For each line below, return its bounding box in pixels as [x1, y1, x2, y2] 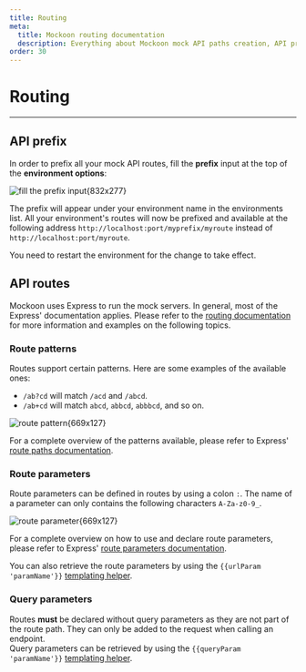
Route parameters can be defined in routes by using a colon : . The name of [9, 488, 293, 499]
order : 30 [9, 47, 47, 56]
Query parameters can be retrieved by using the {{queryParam [9, 643, 241, 654]
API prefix [9, 134, 67, 149]
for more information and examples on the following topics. [9, 320, 231, 331]
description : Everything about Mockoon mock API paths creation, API [17, 38, 287, 48]
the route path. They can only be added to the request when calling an [9, 623, 274, 634]
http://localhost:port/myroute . [9, 231, 130, 242]
